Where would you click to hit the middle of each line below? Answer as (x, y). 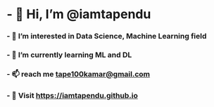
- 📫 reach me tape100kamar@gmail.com (78, 74)
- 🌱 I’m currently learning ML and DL (69, 55)
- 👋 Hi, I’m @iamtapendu (79, 14)
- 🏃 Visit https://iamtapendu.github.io (72, 95)
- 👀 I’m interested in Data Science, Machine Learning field (107, 36)
